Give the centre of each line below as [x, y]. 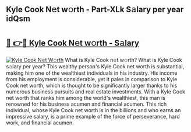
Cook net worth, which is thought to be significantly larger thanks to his [92, 85]
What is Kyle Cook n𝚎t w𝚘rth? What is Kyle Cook [123, 60]
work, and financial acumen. [40, 123]
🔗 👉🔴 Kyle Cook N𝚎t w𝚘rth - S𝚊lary [73, 43]
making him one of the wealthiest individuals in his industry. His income [92, 73]
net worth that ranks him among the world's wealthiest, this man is [86, 98]
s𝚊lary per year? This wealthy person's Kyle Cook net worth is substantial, [95, 66]
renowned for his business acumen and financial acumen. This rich [86, 104]
